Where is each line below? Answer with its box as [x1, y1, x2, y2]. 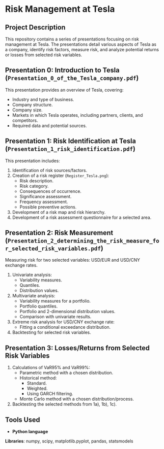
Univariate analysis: [12, 272, 53, 278]
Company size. [12, 107, 43, 113]
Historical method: [19, 375, 57, 381]
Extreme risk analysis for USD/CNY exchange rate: [12, 319, 115, 325]
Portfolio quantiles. [19, 303, 58, 309]
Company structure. [12, 102, 53, 107]
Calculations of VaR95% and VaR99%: [12, 365, 90, 371]
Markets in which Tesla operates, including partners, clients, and [12, 112, 143, 118]
